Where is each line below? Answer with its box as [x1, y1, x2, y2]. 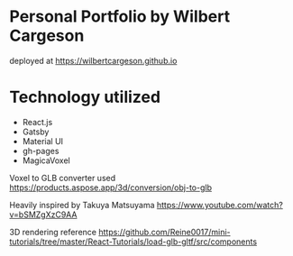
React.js [22, 116, 53, 127]
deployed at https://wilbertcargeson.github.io [9, 55, 178, 66]
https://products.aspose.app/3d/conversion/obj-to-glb [9, 182, 212, 193]
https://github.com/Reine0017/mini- [98, 226, 232, 237]
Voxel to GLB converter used [9, 172, 116, 183]
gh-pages [22, 145, 60, 156]
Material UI [22, 135, 64, 146]
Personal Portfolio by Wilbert [9, 6, 231, 27]
